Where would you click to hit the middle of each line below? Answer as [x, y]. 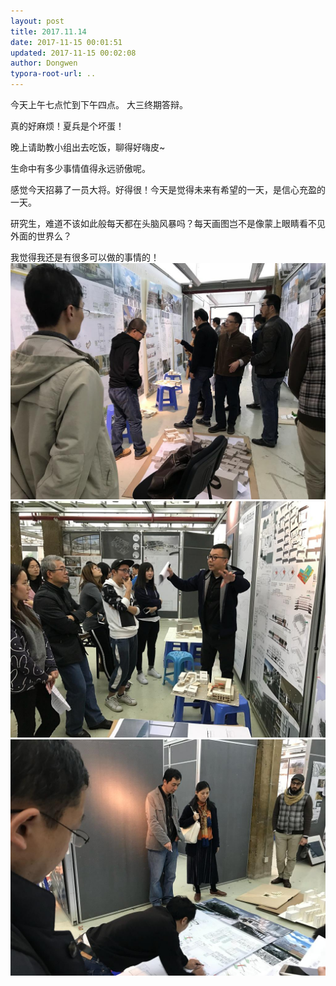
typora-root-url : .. [53, 74]
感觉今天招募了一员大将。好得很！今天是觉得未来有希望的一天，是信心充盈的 [168, 189]
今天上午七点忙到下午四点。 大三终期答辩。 [99, 104]
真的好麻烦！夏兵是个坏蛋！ [67, 126]
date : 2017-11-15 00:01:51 [66, 42]
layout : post [37, 21]
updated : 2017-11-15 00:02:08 [73, 53]
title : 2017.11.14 [48, 31]
